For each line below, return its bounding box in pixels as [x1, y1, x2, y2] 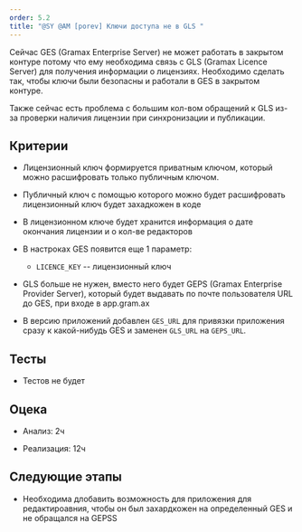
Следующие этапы [9, 470, 122, 485]
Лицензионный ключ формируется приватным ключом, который [22, 162, 273, 173]
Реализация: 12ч [22, 442, 86, 453]
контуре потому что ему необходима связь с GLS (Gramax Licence [9, 56, 269, 67]
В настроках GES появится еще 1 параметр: [22, 243, 193, 254]
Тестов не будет [22, 375, 86, 386]
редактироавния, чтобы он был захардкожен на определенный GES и [22, 503, 293, 514]
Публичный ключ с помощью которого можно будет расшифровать [22, 189, 287, 200]
